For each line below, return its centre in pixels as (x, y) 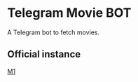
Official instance (44, 54)
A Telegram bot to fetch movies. (54, 32)
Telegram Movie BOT (69, 13)
